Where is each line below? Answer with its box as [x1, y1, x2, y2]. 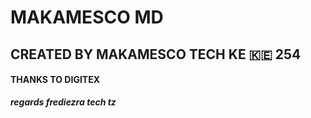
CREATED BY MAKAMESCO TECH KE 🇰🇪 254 [10, 46, 302, 63]
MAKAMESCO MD [10, 6, 164, 29]
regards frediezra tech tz [10, 96, 117, 108]
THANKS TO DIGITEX [10, 74, 101, 86]
